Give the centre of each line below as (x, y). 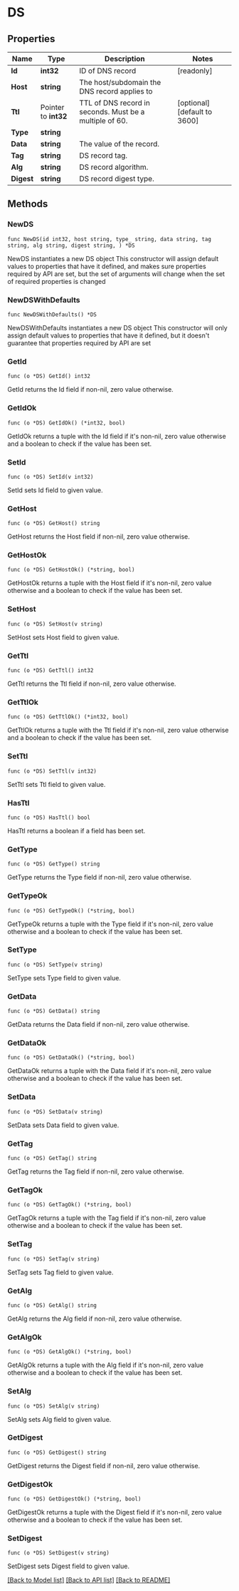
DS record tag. (103, 156)
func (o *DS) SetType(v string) (55, 965)
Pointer (52, 107)
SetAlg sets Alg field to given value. (59, 1419)
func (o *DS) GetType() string (54, 864)
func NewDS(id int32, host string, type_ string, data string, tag (110, 239)
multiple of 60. (103, 121)
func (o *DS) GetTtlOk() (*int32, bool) (68, 717)
